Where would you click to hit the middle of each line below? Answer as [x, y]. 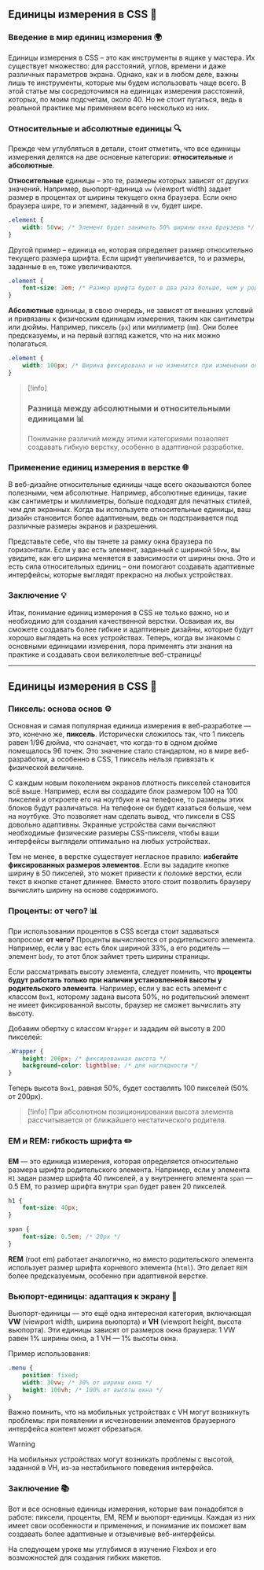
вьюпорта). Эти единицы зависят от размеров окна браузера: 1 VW [122, 1330]
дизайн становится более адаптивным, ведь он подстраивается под [123, 518]
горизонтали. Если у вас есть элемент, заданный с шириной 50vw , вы [124, 550]
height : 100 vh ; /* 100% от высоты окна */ [93, 1390]
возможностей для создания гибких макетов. [85, 1557]
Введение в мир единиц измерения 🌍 [85, 38]
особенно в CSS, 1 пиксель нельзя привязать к [136, 759]
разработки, [29, 759]
